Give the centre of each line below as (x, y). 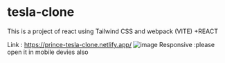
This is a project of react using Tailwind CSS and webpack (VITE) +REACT (113, 31)
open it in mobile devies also (48, 52)
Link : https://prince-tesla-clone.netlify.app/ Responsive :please (111, 44)
